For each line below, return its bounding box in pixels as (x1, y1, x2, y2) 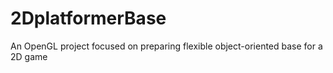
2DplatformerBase (10, 7, 167, 30)
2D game (10, 50, 48, 62)
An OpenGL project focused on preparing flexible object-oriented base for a (10, 40, 323, 52)
